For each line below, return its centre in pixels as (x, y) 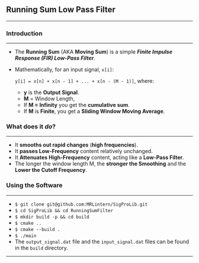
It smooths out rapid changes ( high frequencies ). (76, 145)
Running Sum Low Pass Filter (61, 10)
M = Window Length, (49, 99)
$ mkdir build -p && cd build (52, 217)
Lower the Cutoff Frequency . (51, 170)
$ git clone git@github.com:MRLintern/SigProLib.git (81, 204)
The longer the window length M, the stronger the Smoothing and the (100, 164)
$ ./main (25, 236)
